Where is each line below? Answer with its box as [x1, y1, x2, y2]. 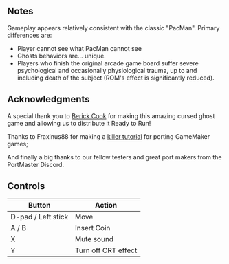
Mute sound [74, 234, 114, 244]
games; [7, 140, 29, 148]
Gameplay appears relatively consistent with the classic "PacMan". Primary [7, 23, 220, 32]
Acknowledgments [7, 93, 91, 105]
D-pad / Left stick [10, 212, 69, 222]
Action [95, 201, 118, 210]
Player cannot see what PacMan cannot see [17, 44, 142, 52]
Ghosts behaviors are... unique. [17, 52, 107, 60]
